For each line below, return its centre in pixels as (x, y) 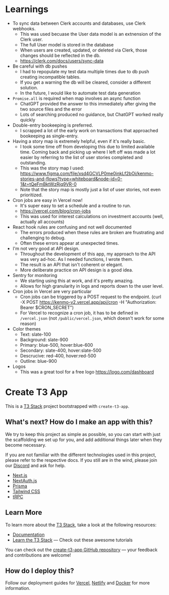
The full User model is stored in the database (67, 44)
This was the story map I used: (52, 168)
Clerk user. (31, 39)
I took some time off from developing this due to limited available (87, 146)
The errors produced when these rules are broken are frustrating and (92, 232)
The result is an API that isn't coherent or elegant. (72, 264)
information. (18, 588)
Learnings (27, 9)
